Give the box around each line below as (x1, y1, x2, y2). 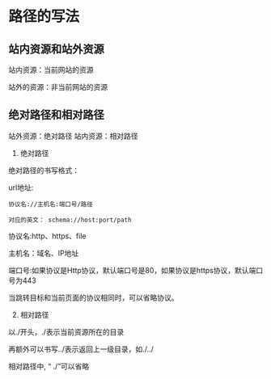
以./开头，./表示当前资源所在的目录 (8, 326, 125, 336)
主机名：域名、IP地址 (8, 248, 79, 258)
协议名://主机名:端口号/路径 (8, 200, 93, 208)
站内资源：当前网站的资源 (8, 65, 94, 74)
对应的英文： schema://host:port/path (8, 216, 132, 224)
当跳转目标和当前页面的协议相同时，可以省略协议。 (8, 293, 179, 302)
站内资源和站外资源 (8, 42, 104, 56)
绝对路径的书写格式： (8, 165, 79, 175)
